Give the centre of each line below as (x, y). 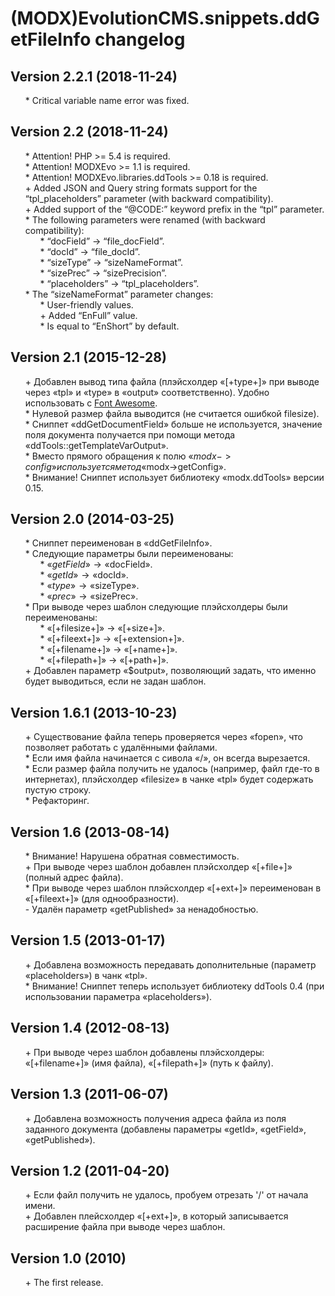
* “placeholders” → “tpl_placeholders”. (119, 283)
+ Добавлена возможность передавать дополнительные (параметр (170, 964)
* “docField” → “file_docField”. (102, 241)
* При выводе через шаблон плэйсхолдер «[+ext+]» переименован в (173, 888)
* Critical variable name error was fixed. (107, 100)
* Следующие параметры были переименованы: (129, 554)
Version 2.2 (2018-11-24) (89, 132)
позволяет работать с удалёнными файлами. (121, 748)
